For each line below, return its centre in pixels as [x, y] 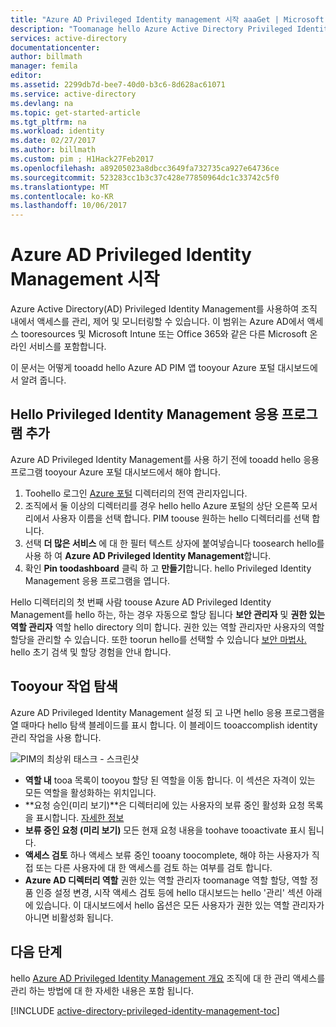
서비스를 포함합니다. [67, 347]
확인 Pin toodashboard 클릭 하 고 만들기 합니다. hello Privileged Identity [168, 568]
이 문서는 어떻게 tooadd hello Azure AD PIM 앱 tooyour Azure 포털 [143, 368]
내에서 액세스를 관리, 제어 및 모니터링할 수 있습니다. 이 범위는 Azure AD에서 [157, 322]
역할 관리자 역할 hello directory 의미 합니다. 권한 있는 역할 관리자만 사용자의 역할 [167, 627]
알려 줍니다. [43, 380]
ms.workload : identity [57, 131]
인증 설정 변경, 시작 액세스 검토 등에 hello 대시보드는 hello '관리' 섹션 [169, 892]
